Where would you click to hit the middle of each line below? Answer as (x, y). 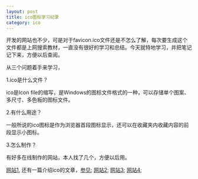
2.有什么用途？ (24, 112)
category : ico (24, 22)
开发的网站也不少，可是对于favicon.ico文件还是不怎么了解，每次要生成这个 (97, 40)
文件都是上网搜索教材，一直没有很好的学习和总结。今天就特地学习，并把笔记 (99, 47)
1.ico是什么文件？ (27, 80)
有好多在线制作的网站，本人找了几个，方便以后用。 (68, 158)
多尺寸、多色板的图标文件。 (40, 100)
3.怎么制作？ (22, 145)
